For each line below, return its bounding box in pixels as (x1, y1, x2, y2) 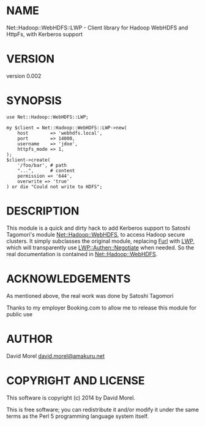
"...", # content (17, 167, 75, 173)
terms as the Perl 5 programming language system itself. (6, 412, 149, 420)
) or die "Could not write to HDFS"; (6, 183, 103, 190)
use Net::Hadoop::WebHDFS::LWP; (6, 114, 89, 120)
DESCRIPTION (6, 204, 80, 218)
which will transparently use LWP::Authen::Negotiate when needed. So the (6, 243, 195, 251)
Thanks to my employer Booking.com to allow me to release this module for (6, 304, 197, 311)
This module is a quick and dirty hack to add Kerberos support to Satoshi (6, 224, 191, 232)
